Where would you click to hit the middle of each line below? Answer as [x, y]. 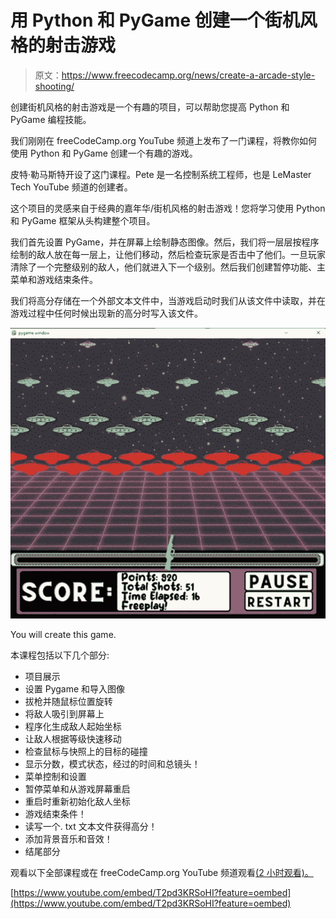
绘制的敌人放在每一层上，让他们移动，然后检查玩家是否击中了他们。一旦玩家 [168, 254]
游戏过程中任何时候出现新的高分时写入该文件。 [106, 313]
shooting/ [54, 86]
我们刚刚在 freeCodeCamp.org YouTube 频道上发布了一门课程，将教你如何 [164, 140]
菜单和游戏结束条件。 [54, 279]
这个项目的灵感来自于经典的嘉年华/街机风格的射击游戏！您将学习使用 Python [168, 208]
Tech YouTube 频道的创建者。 [71, 187]
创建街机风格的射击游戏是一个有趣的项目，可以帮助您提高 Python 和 [150, 107]
